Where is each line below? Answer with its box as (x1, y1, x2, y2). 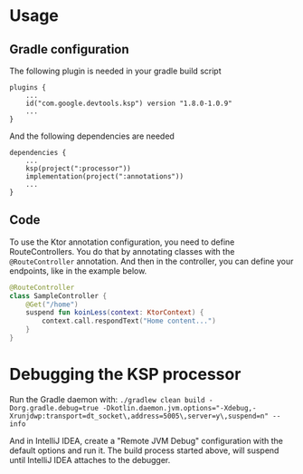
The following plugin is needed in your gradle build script (9, 65, 222, 76)
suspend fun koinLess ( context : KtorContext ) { (25, 308, 204, 317)
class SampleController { (9, 291, 107, 300)
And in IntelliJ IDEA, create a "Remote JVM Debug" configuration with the (9, 435, 283, 446)
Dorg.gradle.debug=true (9, 403, 99, 412)
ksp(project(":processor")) (25, 164, 131, 173)
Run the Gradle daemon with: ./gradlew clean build (9, 393, 205, 404)
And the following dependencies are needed (9, 131, 175, 141)
